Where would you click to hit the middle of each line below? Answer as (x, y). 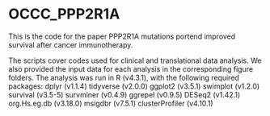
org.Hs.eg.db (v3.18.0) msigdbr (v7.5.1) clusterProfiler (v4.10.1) (111, 103)
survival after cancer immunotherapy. (71, 44)
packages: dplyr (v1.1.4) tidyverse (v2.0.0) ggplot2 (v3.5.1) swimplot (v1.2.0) (134, 86)
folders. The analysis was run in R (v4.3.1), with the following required (124, 77)
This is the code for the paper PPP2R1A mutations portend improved (122, 36)
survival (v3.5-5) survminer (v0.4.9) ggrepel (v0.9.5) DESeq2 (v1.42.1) (124, 94)
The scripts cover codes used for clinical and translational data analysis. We (135, 60)
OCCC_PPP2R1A (64, 14)
